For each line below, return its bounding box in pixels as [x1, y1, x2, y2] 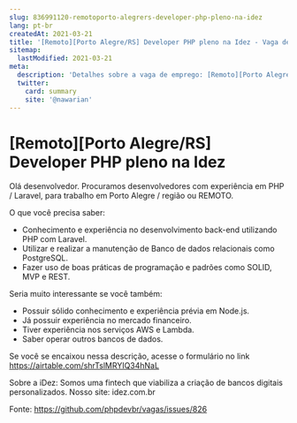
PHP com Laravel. [21, 234, 88, 245]
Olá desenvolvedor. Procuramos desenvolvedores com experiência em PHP [9, 181, 285, 192]
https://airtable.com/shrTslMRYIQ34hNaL [9, 360, 160, 371]
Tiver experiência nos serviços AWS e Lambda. [21, 324, 194, 336]
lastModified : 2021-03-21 [17, 54, 113, 63]
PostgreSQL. [21, 253, 69, 263]
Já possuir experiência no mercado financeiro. [21, 315, 192, 326]
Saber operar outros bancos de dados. [21, 334, 164, 344]
